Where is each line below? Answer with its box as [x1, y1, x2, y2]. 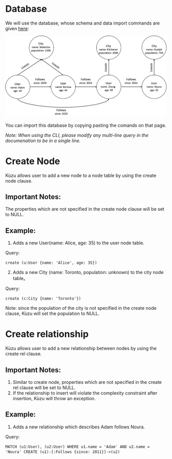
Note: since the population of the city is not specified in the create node [5, 305, 157, 311]
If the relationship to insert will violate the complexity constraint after [12, 389, 158, 396]
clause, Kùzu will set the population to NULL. [5, 310, 100, 317]
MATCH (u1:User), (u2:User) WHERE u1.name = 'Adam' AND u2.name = [5, 444, 150, 449]
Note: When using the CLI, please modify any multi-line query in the [5, 132, 148, 138]
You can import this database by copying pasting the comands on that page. [5, 122, 166, 128]
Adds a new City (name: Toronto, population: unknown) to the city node [12, 269, 164, 276]
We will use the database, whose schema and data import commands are [5, 20, 160, 26]
